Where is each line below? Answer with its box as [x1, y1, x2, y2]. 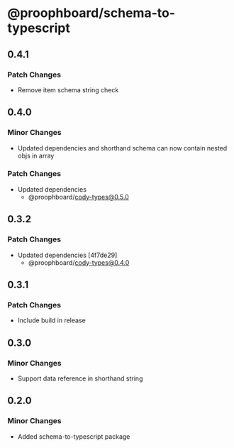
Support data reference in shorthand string [17, 374, 143, 383]
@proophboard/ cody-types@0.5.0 [28, 192, 129, 201]
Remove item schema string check [17, 85, 119, 94]
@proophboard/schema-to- [7, 5, 176, 21]
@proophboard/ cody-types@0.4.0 [28, 258, 130, 267]
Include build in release [17, 316, 87, 324]
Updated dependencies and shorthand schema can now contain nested [17, 143, 228, 152]
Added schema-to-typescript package [17, 432, 130, 441]
